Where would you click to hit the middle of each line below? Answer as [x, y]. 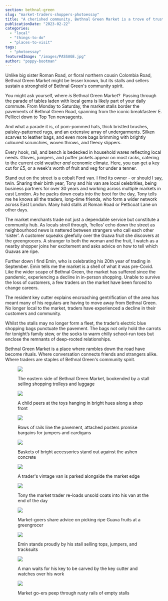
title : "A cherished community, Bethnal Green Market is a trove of [78, 19]
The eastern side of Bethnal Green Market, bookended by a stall [83, 379]
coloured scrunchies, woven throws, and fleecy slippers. [63, 143]
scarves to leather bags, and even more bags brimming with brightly [75, 137]
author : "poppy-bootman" [31, 61]
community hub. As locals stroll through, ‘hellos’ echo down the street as [80, 225]
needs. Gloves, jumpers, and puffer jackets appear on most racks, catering [82, 158]
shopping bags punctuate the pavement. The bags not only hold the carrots [83, 329]
